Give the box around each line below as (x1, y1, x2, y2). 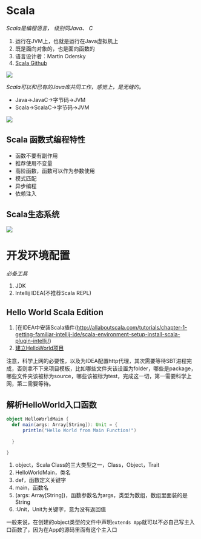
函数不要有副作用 (15, 152, 58, 159)
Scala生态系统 (6, 209, 60, 220)
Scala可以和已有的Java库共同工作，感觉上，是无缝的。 (6, 83, 145, 90)
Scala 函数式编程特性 (6, 135, 86, 145)
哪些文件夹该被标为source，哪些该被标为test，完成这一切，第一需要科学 (6, 373, 186, 380)
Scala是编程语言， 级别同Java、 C (6, 24, 93, 32)
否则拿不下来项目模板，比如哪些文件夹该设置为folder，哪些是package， (16, 365, 197, 372)
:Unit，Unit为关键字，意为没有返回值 (15, 506, 107, 513)
